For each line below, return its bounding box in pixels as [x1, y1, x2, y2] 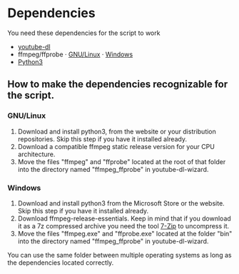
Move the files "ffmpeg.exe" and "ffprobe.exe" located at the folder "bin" [17, 229, 233, 238]
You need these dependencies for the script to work [7, 29, 161, 37]
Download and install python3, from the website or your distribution [17, 127, 216, 136]
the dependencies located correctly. [7, 258, 114, 267]
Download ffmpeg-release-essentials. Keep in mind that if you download [17, 214, 232, 223]
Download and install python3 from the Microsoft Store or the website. [17, 198, 225, 208]
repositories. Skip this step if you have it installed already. [17, 134, 188, 143]
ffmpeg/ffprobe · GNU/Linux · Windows [17, 50, 133, 59]
